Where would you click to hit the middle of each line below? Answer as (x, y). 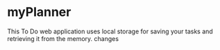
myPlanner (39, 12)
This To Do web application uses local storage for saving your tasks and (110, 31)
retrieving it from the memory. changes (63, 38)
